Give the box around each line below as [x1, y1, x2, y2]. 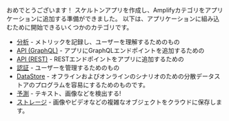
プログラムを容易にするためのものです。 [34, 81, 150, 89]
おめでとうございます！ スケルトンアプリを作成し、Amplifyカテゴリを [6, 6, 206, 14]
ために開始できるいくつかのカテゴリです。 [12, 23, 133, 31]
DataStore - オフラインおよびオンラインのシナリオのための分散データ [16, 72, 215, 80]
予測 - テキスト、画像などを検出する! [16, 89, 121, 98]
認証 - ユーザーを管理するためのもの [16, 64, 120, 71]
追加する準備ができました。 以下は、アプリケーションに [42, 14, 201, 23]
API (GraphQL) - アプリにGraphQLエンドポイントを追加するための [16, 47, 205, 54]
